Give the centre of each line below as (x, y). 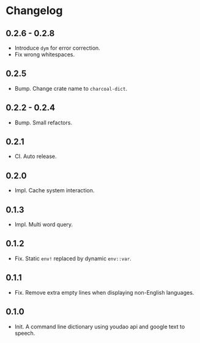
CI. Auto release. (35, 156)
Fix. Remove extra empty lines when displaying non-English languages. (104, 292)
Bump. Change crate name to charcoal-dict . (71, 88)
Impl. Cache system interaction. (54, 190)
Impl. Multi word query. (44, 225)
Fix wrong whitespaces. (44, 55)
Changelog (34, 11)
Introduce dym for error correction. (57, 48)
